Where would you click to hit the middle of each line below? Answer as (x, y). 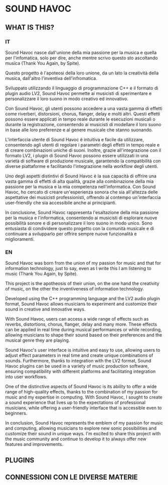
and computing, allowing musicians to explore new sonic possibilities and (81, 428)
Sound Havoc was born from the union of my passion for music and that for (83, 263)
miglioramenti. (20, 239)
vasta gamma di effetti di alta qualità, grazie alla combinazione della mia (79, 181)
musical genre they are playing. (38, 340)
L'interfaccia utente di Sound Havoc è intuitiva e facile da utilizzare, (74, 139)
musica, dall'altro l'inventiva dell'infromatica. (51, 78)
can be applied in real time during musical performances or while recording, (83, 330)
